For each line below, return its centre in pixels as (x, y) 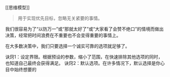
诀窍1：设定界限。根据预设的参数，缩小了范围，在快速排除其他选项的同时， (84, 57)
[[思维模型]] (18, 7)
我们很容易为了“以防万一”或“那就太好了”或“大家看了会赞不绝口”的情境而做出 (84, 29)
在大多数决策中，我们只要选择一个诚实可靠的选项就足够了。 (67, 46)
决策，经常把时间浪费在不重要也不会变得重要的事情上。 (63, 35)
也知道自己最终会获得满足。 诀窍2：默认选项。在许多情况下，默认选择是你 (83, 63)
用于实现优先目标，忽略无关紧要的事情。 (60, 18)
